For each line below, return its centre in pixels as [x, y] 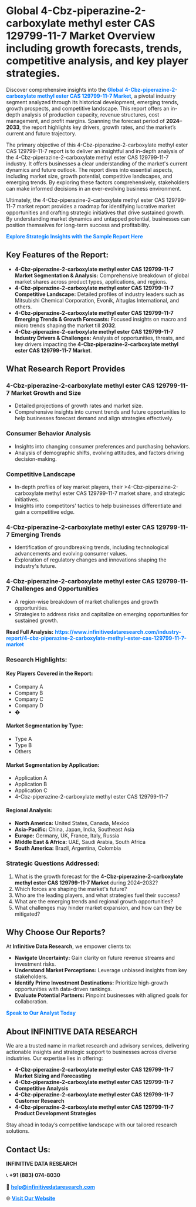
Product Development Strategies [55, 1113]
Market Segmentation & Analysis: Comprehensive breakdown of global [102, 275]
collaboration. [31, 1002]
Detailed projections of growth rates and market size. [79, 406]
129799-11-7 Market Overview [81, 36]
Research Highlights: [37, 659]
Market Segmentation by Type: [45, 726]
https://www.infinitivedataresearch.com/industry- [118, 631]
